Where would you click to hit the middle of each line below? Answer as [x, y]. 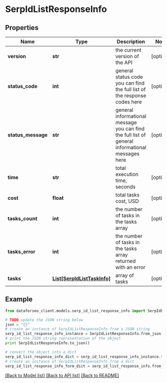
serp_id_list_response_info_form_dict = [48, 366]
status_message [28, 135]
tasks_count [23, 218]
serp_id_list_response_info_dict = [42, 357]
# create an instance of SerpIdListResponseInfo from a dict [70, 361]
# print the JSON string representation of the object [63, 339]
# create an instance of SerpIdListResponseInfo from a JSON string [78, 329]
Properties [22, 28]
